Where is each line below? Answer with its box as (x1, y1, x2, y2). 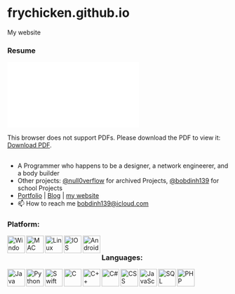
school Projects (17, 184, 63, 192)
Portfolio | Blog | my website (17, 191, 100, 199)
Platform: (7, 219, 40, 229)
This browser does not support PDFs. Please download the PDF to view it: (7, 133, 221, 142)
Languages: (101, 253, 143, 262)
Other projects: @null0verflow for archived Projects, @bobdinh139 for (17, 176, 220, 185)
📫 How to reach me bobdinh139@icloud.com (17, 199, 149, 208)
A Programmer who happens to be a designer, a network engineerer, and (17, 161, 229, 170)
